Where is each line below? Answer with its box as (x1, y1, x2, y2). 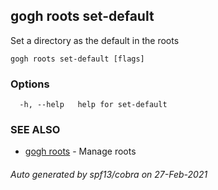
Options (10, 77, 50, 91)
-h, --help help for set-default (19, 100, 168, 110)
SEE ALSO (10, 123, 61, 137)
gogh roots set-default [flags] (10, 54, 145, 64)
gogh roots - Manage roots (24, 145, 137, 158)
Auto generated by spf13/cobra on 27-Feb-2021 (10, 169, 208, 180)
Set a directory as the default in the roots (10, 34, 180, 46)
